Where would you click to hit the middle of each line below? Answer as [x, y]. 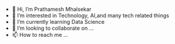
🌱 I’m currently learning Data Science [58, 22]
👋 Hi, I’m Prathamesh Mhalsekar [52, 9]
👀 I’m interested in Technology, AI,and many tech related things [91, 15]
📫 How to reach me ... [40, 35]
